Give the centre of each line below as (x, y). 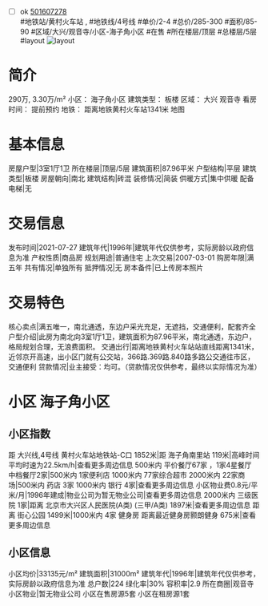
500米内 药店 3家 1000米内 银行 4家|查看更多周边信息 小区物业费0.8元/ (134, 485)
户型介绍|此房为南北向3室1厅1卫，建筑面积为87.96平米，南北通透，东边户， (132, 337)
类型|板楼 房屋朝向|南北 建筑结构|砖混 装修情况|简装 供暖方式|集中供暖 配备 (131, 178)
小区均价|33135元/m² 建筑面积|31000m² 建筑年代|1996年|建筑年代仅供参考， (134, 573)
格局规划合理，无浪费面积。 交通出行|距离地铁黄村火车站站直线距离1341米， (133, 346)
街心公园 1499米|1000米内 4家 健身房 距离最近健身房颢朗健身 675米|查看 (137, 515)
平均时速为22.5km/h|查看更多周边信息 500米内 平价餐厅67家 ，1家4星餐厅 (130, 465)
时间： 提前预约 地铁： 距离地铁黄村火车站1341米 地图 (97, 109)
